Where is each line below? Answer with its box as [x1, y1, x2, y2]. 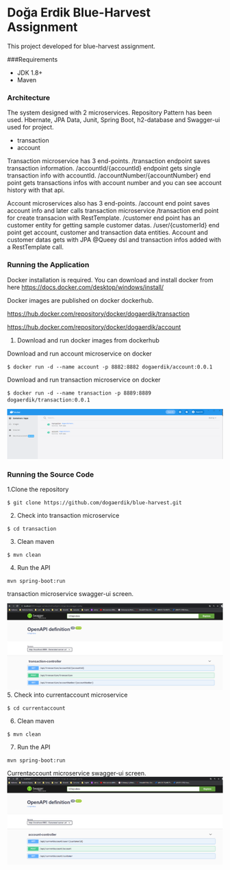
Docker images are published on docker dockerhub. [7, 296, 154, 304]
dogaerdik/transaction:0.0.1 [7, 396, 90, 403]
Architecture [7, 92, 51, 102]
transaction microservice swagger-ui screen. [7, 590, 134, 598]
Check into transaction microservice [16, 512, 120, 520]
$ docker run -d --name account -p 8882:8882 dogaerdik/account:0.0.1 [7, 363, 213, 371]
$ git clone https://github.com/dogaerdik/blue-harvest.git [7, 499, 183, 506]
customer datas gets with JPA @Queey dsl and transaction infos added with [7, 236, 221, 244]
